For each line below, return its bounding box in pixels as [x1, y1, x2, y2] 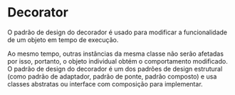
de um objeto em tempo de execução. [7, 35, 119, 44]
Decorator [7, 4, 69, 21]
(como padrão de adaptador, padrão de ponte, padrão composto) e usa [7, 72, 217, 81]
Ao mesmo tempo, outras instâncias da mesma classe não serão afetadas [7, 49, 224, 58]
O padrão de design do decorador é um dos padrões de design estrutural [7, 64, 223, 73]
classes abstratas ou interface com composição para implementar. [7, 79, 203, 88]
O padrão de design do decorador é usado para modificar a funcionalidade [7, 28, 228, 36]
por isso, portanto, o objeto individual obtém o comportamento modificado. [7, 56, 228, 65]
